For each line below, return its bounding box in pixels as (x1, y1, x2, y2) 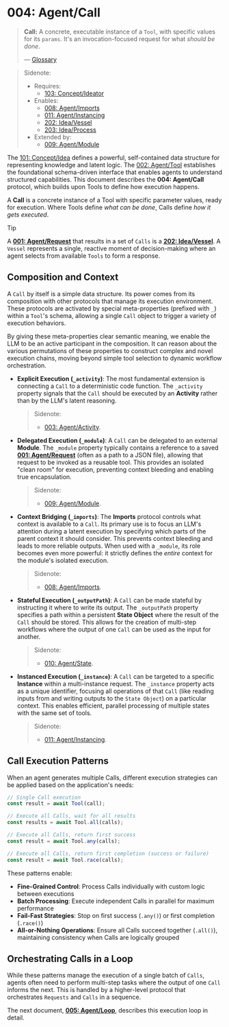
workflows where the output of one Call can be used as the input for (16, 625, 211, 633)
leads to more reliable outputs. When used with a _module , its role (16, 542, 201, 550)
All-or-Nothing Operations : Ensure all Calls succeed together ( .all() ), (16, 926, 217, 934)
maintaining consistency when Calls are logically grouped (16, 933, 180, 941)
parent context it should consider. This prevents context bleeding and (16, 534, 213, 542)
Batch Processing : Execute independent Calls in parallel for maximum (16, 897, 215, 905)
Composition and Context (7, 271, 119, 283)
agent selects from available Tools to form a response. (7, 252, 161, 260)
